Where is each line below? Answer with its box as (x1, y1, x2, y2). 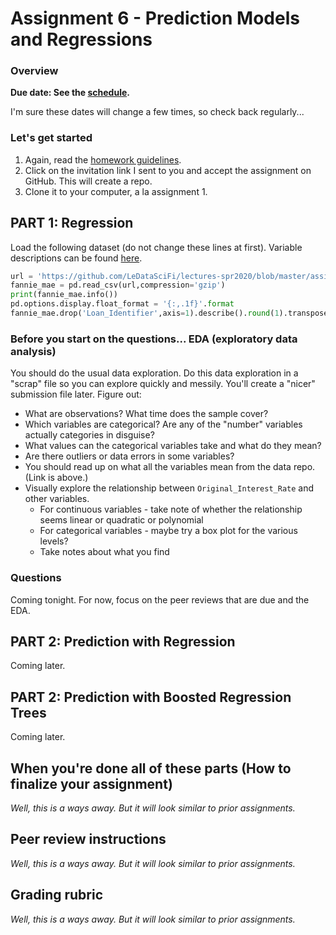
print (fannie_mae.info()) (10, 290, 118, 300)
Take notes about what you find (39, 546, 170, 558)
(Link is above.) (24, 472, 89, 484)
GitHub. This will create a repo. (24, 175, 153, 187)
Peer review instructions (10, 831, 167, 848)
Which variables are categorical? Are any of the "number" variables (24, 418, 303, 431)
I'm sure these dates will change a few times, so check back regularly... (10, 106, 305, 118)
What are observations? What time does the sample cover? (24, 408, 269, 420)
